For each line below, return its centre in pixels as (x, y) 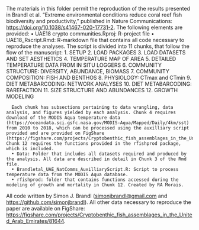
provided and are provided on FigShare (55, 133)
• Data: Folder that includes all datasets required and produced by (99, 154)
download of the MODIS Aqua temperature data (63, 118)
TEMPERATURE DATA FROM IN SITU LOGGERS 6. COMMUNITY (84, 65)
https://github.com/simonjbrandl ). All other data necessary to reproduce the (99, 202)
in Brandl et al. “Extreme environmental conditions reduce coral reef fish (94, 15)
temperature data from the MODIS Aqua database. (67, 174)
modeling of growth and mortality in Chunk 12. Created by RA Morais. (95, 185)
